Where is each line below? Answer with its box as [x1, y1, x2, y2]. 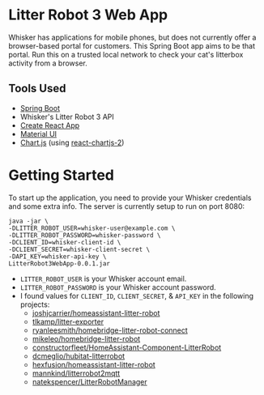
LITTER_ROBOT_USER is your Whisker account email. [19, 274, 187, 283]
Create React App [19, 120, 80, 130]
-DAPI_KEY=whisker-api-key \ [8, 253, 107, 261]
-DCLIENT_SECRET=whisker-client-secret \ [8, 245, 151, 253]
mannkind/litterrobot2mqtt [32, 368, 121, 378]
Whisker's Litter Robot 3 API [19, 112, 115, 121]
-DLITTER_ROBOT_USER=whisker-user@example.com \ [8, 224, 176, 232]
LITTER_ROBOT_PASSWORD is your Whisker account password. [19, 282, 216, 292]
